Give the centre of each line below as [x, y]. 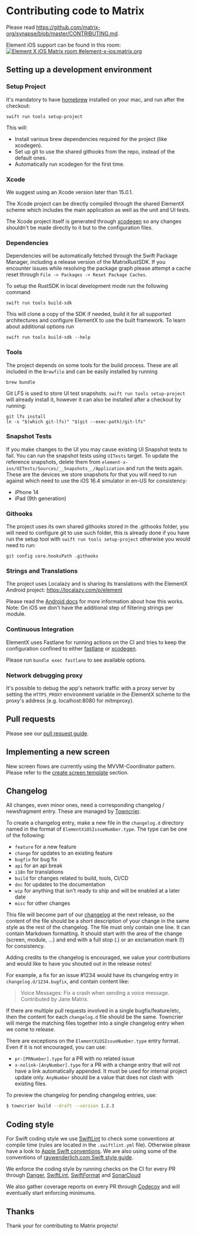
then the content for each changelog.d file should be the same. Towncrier [95, 1017]
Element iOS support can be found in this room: [64, 45]
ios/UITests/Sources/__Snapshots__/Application [66, 468]
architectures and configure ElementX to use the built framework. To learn [96, 321]
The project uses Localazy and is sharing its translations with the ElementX [97, 584]
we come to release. [31, 1030]
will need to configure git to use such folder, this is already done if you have [98, 533]
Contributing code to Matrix [75, 11]
